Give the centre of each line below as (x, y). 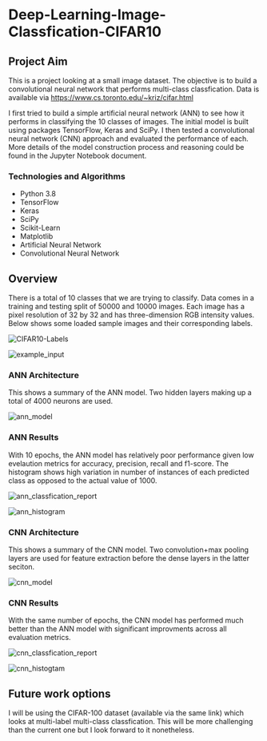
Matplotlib (36, 236)
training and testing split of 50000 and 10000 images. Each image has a (127, 307)
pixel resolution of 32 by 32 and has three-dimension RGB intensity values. (132, 315)
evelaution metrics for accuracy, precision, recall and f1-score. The (119, 463)
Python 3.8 (38, 194)
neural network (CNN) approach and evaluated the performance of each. (129, 139)
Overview (33, 278)
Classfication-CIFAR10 (85, 32)
